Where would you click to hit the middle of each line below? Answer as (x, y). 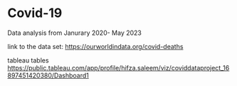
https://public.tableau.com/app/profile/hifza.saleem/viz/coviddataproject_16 (118, 68)
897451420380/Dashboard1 (48, 75)
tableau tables (28, 60)
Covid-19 (35, 13)
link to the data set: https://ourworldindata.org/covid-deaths (95, 46)
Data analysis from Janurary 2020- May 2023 (75, 33)
